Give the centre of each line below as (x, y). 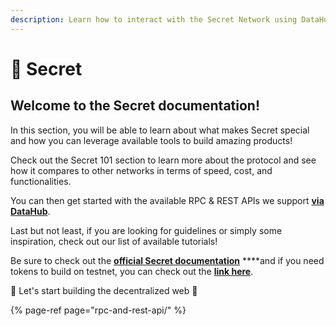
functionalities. (41, 181)
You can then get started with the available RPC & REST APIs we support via (167, 200)
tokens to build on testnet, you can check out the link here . (132, 271)
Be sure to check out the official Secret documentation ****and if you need (167, 260)
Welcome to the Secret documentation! (135, 106)
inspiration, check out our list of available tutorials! (114, 241)
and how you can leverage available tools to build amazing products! (151, 140)
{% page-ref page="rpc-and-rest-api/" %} (98, 310)
